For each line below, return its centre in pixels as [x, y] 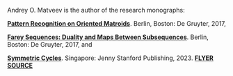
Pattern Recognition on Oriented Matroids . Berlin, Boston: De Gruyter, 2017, [116, 23]
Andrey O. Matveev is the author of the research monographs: [96, 10]
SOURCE [20, 65]
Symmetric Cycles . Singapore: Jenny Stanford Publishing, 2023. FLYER [111, 58]
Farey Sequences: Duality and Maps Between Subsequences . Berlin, [108, 37]
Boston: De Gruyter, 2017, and [50, 44]
